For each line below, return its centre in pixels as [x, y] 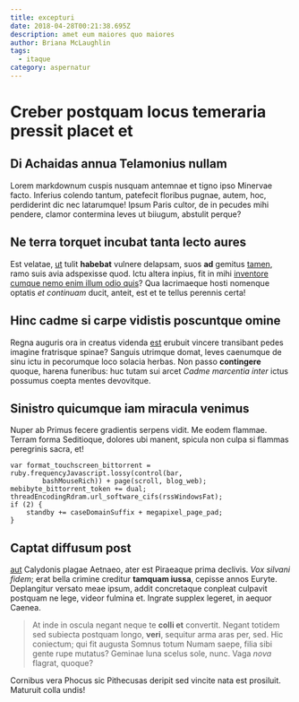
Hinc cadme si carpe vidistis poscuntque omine [145, 321]
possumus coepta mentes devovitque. [81, 380]
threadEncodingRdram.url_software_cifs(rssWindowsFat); [116, 497]
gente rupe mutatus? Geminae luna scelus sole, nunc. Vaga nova [152, 654]
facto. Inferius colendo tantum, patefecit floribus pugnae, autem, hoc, [138, 195]
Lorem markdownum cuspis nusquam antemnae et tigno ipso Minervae [141, 186]
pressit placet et [72, 131]
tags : [20, 51]
